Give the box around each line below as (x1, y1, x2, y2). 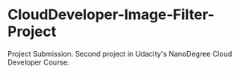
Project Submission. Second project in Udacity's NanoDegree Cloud (7, 49, 233, 58)
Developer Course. (7, 57, 70, 67)
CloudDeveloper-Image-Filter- (7, 6, 214, 24)
